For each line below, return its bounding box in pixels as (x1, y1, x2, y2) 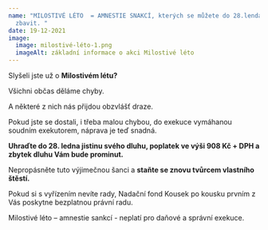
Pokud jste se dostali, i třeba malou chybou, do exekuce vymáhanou (8, 117, 233, 126)
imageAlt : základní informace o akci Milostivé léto (15, 49, 195, 57)
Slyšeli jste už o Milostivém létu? (8, 71, 118, 80)
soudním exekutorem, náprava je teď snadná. (8, 125, 157, 135)
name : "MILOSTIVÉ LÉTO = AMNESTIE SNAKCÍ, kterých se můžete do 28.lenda (8, 11, 262, 20)
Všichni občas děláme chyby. (8, 86, 104, 96)
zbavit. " (15, 19, 48, 27)
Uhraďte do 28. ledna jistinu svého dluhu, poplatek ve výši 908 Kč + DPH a (8, 141, 260, 150)
